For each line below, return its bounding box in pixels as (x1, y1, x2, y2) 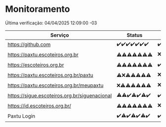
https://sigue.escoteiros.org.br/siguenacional (7, 92, 112, 99)
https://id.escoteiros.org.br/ (7, 103, 72, 110)
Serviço (50, 31, 69, 38)
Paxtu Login (7, 113, 36, 120)
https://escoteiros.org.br (7, 62, 64, 68)
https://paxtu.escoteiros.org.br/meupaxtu (7, 82, 104, 89)
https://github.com (7, 41, 51, 48)
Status (126, 31, 143, 38)
